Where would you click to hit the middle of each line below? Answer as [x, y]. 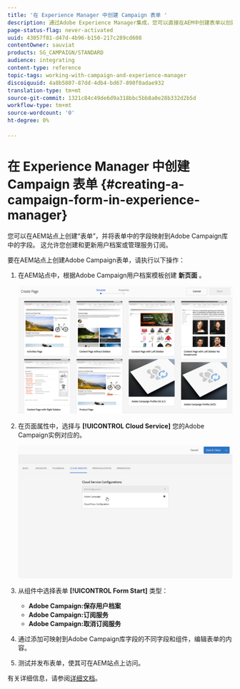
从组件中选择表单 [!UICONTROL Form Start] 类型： [93, 591]
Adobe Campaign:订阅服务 [68, 615]
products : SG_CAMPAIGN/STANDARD [55, 53]
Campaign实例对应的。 [51, 435]
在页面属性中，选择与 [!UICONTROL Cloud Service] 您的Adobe [111, 426]
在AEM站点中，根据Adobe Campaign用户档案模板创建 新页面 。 [111, 275]
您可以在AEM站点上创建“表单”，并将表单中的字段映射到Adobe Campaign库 [118, 236]
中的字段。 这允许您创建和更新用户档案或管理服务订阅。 [90, 245]
